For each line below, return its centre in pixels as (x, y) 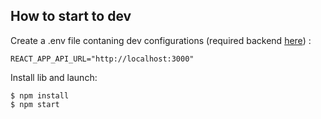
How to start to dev (71, 16)
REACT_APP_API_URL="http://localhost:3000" (102, 59)
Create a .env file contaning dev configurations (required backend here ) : (161, 40)
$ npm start (35, 104)
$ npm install (40, 95)
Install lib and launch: (54, 77)
